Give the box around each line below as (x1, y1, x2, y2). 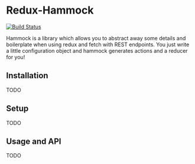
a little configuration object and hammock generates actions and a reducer (6, 47, 188, 54)
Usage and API (6, 136, 61, 146)
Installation (6, 70, 48, 81)
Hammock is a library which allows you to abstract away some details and (6, 34, 186, 41)
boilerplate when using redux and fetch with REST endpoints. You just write (6, 41, 190, 48)
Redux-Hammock (6, 4, 94, 17)
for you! (6, 53, 25, 60)
